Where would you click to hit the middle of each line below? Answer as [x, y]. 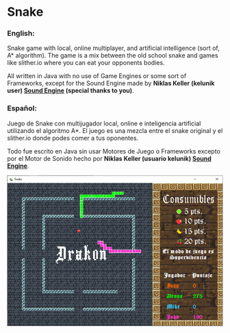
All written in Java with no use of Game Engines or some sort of [97, 76]
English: [21, 34]
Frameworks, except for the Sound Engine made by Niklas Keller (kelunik [111, 84]
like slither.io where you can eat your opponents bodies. [86, 63]
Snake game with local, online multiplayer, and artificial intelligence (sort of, [114, 48]
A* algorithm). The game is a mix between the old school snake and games [113, 56]
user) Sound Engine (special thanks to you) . [71, 90]
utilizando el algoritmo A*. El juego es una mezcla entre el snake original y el [115, 130]
